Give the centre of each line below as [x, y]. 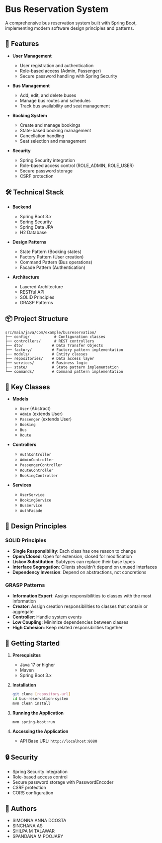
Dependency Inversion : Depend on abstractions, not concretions [79, 572]
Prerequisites [27, 655]
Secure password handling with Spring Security [69, 76]
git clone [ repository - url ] [41, 694]
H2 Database [33, 232]
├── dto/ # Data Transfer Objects [54, 346]
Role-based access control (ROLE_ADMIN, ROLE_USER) [77, 166]
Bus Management [31, 85]
